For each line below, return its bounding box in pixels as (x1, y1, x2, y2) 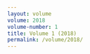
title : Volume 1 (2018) (7, 29, 77, 37)
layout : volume (7, 10, 52, 18)
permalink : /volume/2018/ (7, 36, 83, 43)
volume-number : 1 (7, 23, 58, 30)
